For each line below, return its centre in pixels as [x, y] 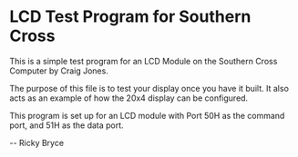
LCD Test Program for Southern [130, 17]
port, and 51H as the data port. [67, 125]
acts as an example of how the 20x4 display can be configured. [129, 98]
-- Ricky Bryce [37, 142]
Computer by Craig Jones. [59, 71]
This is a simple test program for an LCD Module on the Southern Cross [144, 61]
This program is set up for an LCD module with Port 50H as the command [147, 115]
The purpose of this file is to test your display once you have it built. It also [149, 88]
